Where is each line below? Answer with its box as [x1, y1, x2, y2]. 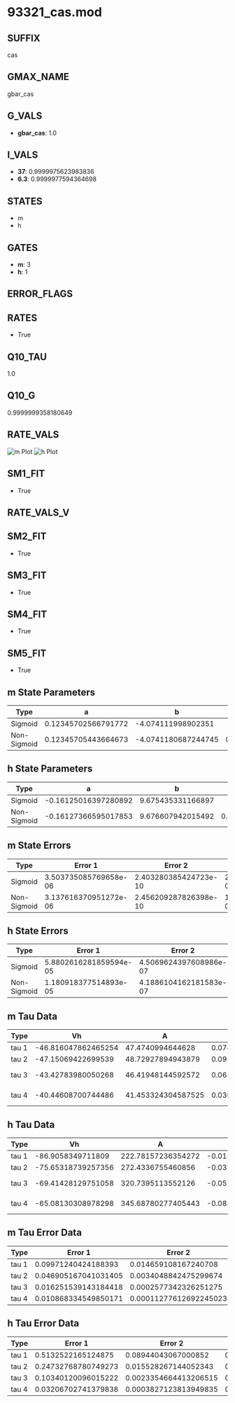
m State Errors [7, 840, 71, 852]
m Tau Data [7, 1010, 58, 1022]
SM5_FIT [7, 647, 47, 659]
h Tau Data [7, 1118, 55, 1130]
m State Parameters [7, 686, 96, 698]
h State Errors [7, 925, 69, 937]
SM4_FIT [7, 608, 48, 620]
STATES [7, 195, 43, 207]
